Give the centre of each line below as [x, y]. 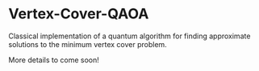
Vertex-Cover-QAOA [79, 14]
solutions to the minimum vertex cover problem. [88, 44]
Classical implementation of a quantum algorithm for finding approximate [129, 36]
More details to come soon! [54, 60]
